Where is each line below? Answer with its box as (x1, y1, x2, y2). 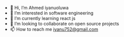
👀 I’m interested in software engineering (10, 10, 94, 16)
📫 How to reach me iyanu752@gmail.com (10, 26, 99, 32)
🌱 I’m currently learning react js (10, 15, 76, 21)
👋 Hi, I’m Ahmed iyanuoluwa (10, 5, 69, 10)
